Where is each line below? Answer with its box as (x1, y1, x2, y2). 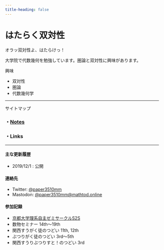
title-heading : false (5, 7, 49, 12)
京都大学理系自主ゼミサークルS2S (12, 215, 81, 221)
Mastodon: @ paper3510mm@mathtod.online (12, 192, 102, 198)
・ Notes (5, 118, 25, 125)
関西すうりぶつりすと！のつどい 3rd (12, 240, 84, 246)
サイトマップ (5, 105, 31, 111)
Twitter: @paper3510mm (12, 186, 62, 192)
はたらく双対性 (5, 30, 65, 41)
